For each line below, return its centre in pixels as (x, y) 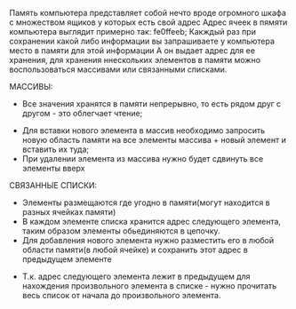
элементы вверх (53, 168)
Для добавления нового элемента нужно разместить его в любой (148, 240)
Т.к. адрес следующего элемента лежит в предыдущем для (136, 276)
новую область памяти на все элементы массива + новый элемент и (154, 140)
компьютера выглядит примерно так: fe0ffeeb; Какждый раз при (132, 32)
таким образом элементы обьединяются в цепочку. (121, 231)
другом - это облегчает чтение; (82, 113)
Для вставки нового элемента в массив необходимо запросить (144, 131)
